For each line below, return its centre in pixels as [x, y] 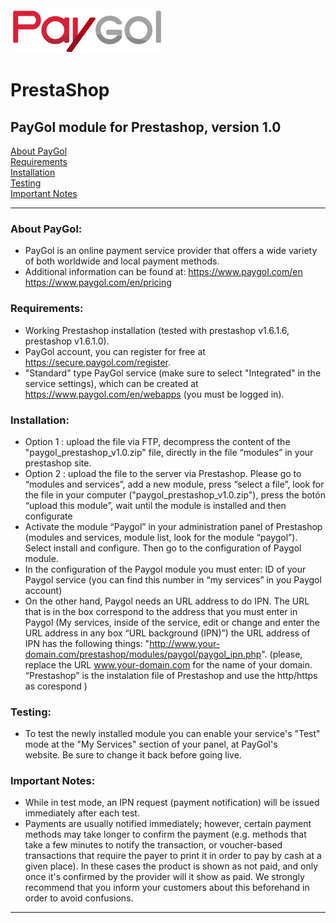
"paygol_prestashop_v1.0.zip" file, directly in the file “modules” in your [169, 452]
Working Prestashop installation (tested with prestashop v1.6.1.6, [157, 330]
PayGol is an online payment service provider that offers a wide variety [171, 251]
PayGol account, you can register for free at [115, 351]
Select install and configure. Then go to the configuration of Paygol [163, 548]
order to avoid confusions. [79, 898]
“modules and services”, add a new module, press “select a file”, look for [174, 484]
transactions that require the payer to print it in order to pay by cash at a [173, 856]
